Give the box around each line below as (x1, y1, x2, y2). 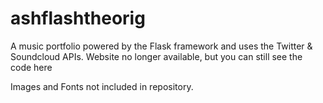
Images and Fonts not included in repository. (10, 80, 194, 92)
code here (10, 61, 53, 73)
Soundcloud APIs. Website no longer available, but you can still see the (10, 50, 303, 62)
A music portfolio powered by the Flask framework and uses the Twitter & (10, 40, 313, 52)
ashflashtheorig (10, 7, 146, 30)
